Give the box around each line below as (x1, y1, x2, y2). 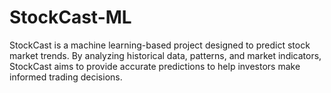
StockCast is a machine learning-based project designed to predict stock (9, 39, 311, 51)
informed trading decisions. (9, 71, 123, 83)
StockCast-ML (9, 6, 132, 29)
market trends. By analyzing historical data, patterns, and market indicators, (9, 49, 322, 61)
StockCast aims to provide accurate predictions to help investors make (9, 60, 301, 72)
